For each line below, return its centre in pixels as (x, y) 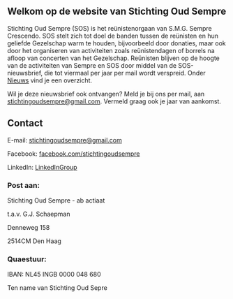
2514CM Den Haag (34, 241)
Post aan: (24, 185)
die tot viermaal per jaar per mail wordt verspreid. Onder (125, 73)
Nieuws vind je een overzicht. (50, 80)
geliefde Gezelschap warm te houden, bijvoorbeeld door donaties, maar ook (116, 43)
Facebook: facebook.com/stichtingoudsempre (74, 154)
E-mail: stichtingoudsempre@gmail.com (65, 140)
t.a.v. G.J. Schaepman (39, 214)
